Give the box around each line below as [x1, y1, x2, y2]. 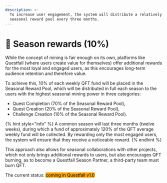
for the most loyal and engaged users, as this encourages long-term [5, 65, 146, 71]
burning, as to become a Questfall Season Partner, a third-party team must [5, 157, 159, 163]
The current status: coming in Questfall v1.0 [5, 172, 95, 178]
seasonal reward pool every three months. [9, 16, 99, 21]
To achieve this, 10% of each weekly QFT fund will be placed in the [5, 80, 143, 86]
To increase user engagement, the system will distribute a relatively [9, 12, 162, 17]
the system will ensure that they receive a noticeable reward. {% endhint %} [5, 137, 162, 143]
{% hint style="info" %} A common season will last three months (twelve [5, 121, 155, 127]
